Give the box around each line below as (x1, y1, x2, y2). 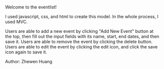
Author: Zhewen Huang (5, 59, 53, 64)
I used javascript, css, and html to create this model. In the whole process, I (5, 14, 159, 19)
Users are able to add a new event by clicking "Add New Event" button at (5, 28, 154, 34)
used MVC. (5, 19, 28, 24)
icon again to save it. (5, 49, 47, 55)
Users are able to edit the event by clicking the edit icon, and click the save (5, 44, 158, 49)
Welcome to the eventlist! (5, 4, 57, 10)
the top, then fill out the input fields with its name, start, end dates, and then (5, 34, 160, 39)
